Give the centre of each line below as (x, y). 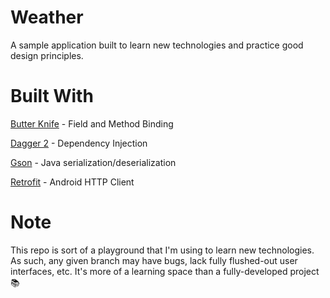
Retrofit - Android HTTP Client (72, 182)
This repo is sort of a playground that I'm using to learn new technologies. (162, 250)
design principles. (47, 55)
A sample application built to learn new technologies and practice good (157, 45)
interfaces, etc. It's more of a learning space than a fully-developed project (165, 271)
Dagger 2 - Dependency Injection (79, 143)
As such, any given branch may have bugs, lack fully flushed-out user (154, 260)
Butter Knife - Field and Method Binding (92, 123)
